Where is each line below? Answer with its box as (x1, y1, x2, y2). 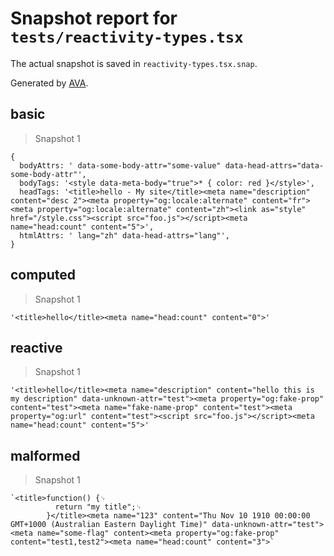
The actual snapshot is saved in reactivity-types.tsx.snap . (10, 57, 258, 69)
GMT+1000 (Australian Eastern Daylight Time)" (10, 520, 208, 530)
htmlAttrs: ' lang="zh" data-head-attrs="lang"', (19, 230, 230, 241)
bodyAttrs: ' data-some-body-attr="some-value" (19, 160, 222, 171)
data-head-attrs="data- (224, 160, 325, 171)
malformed (10, 447, 81, 464)
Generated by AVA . (10, 77, 89, 89)
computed (10, 267, 76, 284)
